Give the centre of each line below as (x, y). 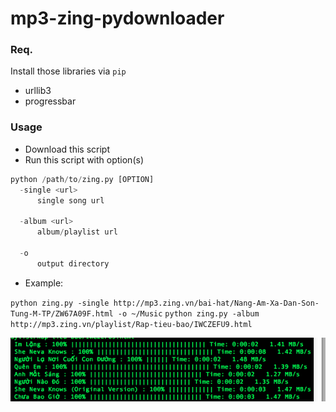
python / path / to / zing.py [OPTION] (82, 179)
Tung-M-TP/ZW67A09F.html (62, 313)
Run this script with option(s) (84, 159)
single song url (70, 200)
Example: (44, 283)
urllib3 (38, 91)
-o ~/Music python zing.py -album (188, 313)
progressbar (50, 101)
